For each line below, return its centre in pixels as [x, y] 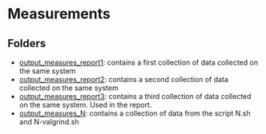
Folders [27, 43]
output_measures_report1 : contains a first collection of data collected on [138, 62]
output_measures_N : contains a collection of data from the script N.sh [135, 113]
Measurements [59, 14]
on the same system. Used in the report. [85, 105]
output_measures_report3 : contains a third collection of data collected [135, 96]
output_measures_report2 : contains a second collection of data [124, 79]
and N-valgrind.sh [49, 122]
